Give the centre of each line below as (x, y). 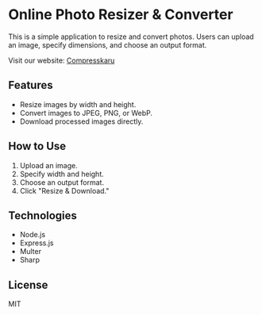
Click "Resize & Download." (64, 190)
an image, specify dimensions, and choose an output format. (108, 44)
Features (31, 85)
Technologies (43, 215)
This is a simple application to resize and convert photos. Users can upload (131, 36)
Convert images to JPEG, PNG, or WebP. (86, 113)
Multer (31, 252)
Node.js (33, 235)
